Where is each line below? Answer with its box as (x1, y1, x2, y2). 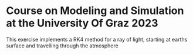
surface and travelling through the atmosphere (6, 42, 118, 49)
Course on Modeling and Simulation (6, 4, 184, 18)
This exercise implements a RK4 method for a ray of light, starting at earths (6, 36, 188, 43)
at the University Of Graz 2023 (6, 16, 158, 30)
